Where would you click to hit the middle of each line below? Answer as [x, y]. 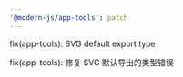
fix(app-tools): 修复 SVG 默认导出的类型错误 [92, 62]
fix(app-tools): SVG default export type [83, 43]
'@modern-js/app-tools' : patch [69, 18]
